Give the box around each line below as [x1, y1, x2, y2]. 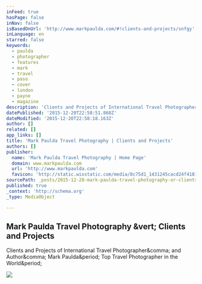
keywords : [6, 43, 31, 49]
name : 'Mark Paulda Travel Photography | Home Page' [11, 154, 147, 160]
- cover [11, 82, 31, 88]
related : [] [6, 127, 36, 133]
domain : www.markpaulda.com [11, 160, 82, 166]
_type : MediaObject [6, 194, 55, 200]
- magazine [11, 98, 39, 104]
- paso [11, 76, 28, 82]
